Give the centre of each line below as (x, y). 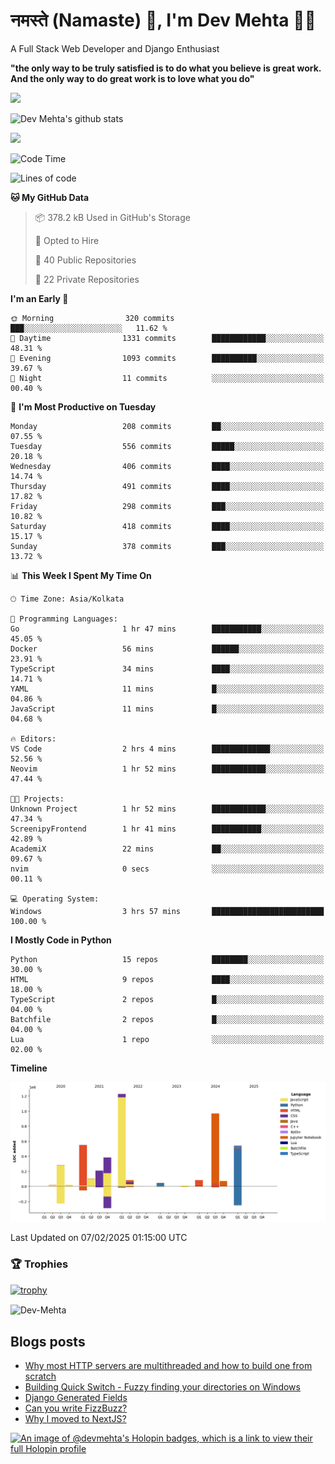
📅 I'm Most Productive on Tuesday (83, 406)
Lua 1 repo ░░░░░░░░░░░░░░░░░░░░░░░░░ (167, 1039)
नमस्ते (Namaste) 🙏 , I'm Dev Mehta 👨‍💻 (163, 20)
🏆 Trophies (39, 1264)
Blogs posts (48, 1341)
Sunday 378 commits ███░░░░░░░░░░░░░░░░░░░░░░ (167, 546)
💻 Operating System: (55, 899)
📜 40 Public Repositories (85, 260)
